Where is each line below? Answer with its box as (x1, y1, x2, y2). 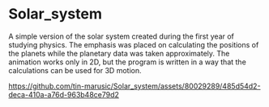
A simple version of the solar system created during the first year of (8, 31, 235, 41)
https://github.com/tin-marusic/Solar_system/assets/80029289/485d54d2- (8, 81, 261, 91)
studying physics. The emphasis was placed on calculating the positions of (8, 39, 259, 49)
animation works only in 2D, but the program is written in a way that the (8, 57, 247, 67)
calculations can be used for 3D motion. (8, 65, 142, 75)
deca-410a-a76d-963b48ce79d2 (8, 89, 120, 99)
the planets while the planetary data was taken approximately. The (8, 48, 230, 58)
